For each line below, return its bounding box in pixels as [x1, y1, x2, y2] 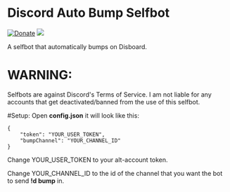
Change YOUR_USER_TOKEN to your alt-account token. [7, 156, 168, 164]
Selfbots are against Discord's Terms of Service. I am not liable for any [7, 90, 212, 99]
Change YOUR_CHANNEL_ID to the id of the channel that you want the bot [7, 169, 223, 177]
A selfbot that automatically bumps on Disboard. [7, 42, 148, 50]
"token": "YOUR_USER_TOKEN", [20, 131, 106, 138]
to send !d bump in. [7, 177, 65, 185]
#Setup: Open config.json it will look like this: [7, 111, 139, 120]
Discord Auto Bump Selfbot [7, 5, 170, 21]
